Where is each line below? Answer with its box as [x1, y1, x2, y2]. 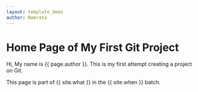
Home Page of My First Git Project [6, 41, 179, 54]
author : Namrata [6, 15, 47, 21]
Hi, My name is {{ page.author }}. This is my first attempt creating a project [6, 61, 192, 68]
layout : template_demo [6, 8, 63, 15]
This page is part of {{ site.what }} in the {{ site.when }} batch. [6, 79, 161, 86]
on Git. [6, 67, 23, 74]
